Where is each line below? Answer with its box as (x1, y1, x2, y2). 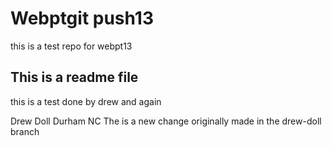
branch (10, 125, 40, 137)
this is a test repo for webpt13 (10, 40, 133, 52)
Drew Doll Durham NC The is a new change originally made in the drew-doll (10, 115, 322, 127)
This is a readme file (10, 69, 139, 86)
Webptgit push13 (10, 7, 155, 30)
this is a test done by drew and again (10, 95, 162, 107)
